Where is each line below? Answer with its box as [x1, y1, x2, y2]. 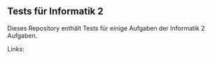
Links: [7, 44, 24, 53]
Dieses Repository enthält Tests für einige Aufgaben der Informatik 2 [7, 24, 205, 32]
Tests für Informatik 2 [7, 6, 104, 17]
